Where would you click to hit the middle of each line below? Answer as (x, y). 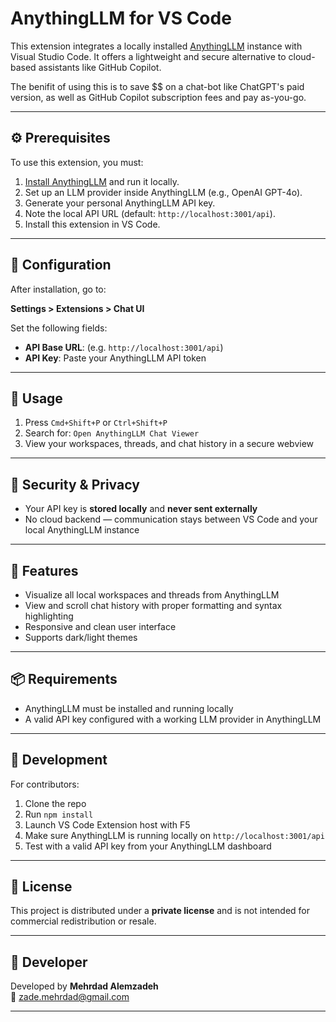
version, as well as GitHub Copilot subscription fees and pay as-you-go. (158, 97)
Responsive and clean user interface (100, 626)
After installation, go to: (58, 289)
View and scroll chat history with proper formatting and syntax (153, 605)
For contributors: (45, 784)
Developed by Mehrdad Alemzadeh (84, 986)
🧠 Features (44, 570)
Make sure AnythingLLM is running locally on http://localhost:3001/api (174, 835)
